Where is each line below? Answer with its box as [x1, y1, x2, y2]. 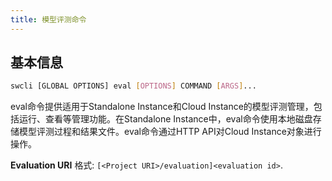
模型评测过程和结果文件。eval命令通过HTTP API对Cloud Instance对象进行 [18, 126, 322, 138]
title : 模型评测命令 [10, 14, 87, 25]
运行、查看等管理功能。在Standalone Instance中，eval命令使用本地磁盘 [18, 113, 313, 125]
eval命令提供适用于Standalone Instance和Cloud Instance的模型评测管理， [10, 101, 314, 113]
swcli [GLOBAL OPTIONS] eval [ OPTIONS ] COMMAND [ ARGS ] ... [10, 81, 257, 91]
